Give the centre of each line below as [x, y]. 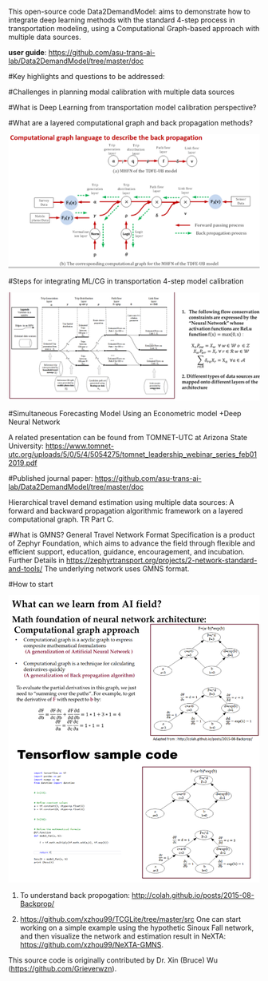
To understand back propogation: [75, 895]
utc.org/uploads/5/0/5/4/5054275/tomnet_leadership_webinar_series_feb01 [133, 455]
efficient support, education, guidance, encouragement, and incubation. [126, 552]
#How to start [31, 584]
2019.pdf [23, 463]
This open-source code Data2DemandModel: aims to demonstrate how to [130, 12]
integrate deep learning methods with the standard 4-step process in [122, 20]
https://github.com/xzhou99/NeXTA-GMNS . [91, 944]
